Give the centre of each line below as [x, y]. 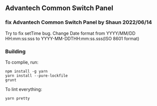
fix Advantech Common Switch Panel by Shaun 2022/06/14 [78, 22]
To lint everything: [24, 89]
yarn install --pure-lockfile [37, 76]
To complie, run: [22, 62]
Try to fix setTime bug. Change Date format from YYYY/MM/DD [70, 33]
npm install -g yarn [27, 71]
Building [15, 51]
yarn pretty [17, 98]
